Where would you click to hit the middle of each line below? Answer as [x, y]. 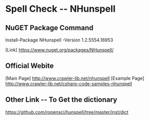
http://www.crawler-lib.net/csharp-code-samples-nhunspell [69, 83]
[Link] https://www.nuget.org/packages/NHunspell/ [60, 50]
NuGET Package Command [49, 28]
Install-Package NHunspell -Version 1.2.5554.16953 [59, 40]
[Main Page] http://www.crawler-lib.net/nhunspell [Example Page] [75, 78]
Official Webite [29, 66]
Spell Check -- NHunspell [60, 9]
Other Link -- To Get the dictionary [61, 100]
